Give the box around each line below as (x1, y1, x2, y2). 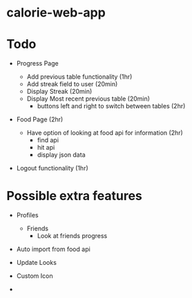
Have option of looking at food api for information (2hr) (26, 129, 184, 137)
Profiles (16, 211, 39, 219)
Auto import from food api (16, 245, 90, 253)
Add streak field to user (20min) (26, 80, 118, 88)
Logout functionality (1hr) (16, 164, 89, 172)
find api (37, 136, 59, 144)
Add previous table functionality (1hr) (26, 72, 133, 81)
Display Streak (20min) (26, 88, 93, 96)
